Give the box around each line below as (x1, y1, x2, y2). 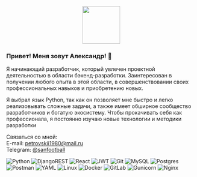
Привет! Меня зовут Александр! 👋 (6, 52, 113, 60)
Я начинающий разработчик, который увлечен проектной (6, 65, 155, 73)
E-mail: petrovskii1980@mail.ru (6, 140, 83, 147)
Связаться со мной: (6, 133, 57, 140)
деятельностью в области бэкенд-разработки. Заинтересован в (6, 72, 172, 79)
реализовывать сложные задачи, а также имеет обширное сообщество (6, 103, 192, 110)
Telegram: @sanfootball (6, 146, 66, 154)
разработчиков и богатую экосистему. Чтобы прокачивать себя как (6, 109, 183, 116)
